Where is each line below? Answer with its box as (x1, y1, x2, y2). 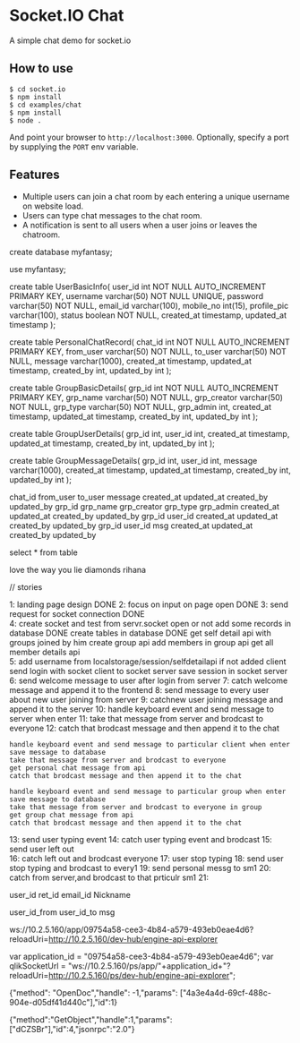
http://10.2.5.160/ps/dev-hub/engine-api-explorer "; (48, 970, 236, 980)
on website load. (21, 201, 84, 211)
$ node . (9, 115, 42, 125)
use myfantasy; (9, 263, 66, 274)
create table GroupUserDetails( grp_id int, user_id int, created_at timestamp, (9, 428, 290, 439)
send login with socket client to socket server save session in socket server (9, 665, 288, 676)
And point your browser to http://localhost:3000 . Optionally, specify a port (9, 132, 289, 142)
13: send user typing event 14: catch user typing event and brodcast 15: (9, 834, 273, 844)
